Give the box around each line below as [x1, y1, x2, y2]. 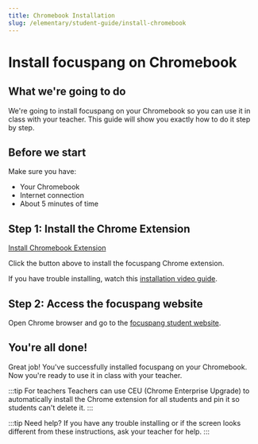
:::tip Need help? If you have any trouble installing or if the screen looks [8, 418, 241, 427]
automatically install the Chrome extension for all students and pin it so [8, 394, 240, 403]
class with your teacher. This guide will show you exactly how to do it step [8, 114, 251, 124]
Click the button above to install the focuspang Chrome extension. [8, 259, 225, 268]
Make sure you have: [8, 167, 77, 176]
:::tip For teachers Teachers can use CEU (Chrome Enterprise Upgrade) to [8, 386, 250, 396]
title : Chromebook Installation [8, 11, 115, 20]
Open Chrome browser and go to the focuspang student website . [8, 318, 221, 327]
